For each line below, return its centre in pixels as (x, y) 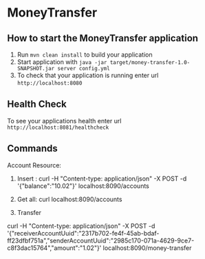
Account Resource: (34, 165)
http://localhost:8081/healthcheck (58, 127)
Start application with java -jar (62, 62)
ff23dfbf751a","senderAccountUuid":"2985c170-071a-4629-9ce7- (101, 240)
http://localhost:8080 (50, 83)
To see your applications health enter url (64, 121)
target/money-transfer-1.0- (150, 63)
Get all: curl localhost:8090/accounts (69, 199)
